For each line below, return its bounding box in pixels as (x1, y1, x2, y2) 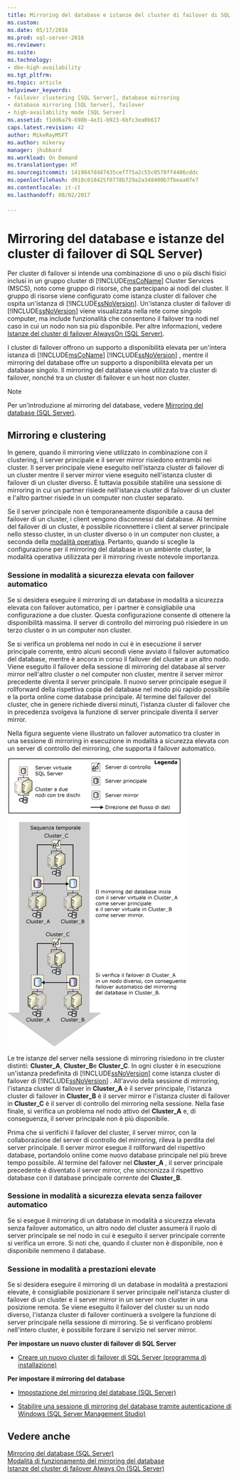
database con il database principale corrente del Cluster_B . (7, 1173, 183, 1182)
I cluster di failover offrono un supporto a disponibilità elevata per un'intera (7, 344, 226, 352)
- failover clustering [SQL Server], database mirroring (7, 94, 180, 101)
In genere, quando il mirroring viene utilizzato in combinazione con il (7, 448, 208, 457)
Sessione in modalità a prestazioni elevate (7, 1264, 156, 1274)
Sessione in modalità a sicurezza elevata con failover (7, 570, 194, 580)
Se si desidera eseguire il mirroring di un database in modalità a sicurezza (7, 595, 224, 604)
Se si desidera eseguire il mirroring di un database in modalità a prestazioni (7, 1280, 228, 1289)
